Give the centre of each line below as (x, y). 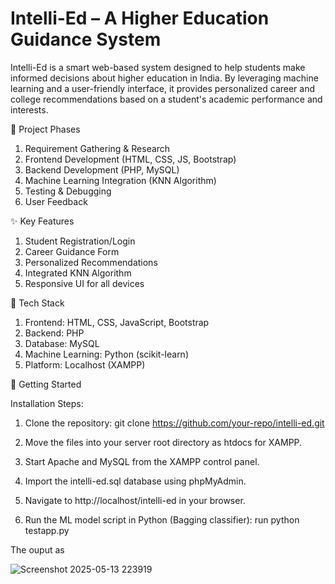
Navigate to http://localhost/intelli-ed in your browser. (135, 500)
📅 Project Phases (45, 129)
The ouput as (37, 549)
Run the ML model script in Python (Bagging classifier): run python (162, 519)
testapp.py (47, 530)
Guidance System (86, 39)
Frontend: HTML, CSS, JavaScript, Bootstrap (117, 322)
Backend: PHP (54, 333)
